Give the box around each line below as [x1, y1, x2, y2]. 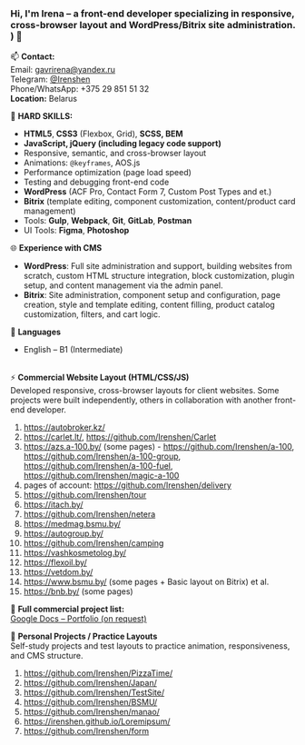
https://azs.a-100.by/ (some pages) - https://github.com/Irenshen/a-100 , [23, 442, 295, 452]
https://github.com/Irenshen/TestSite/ [23, 687, 165, 698]
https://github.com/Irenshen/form [23, 726, 150, 737]
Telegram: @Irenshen [10, 74, 91, 84]
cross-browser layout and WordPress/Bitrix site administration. [10, 18, 296, 31]
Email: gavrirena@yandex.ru [10, 65, 116, 75]
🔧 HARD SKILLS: [10, 111, 74, 122]
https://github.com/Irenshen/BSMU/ [23, 697, 158, 708]
